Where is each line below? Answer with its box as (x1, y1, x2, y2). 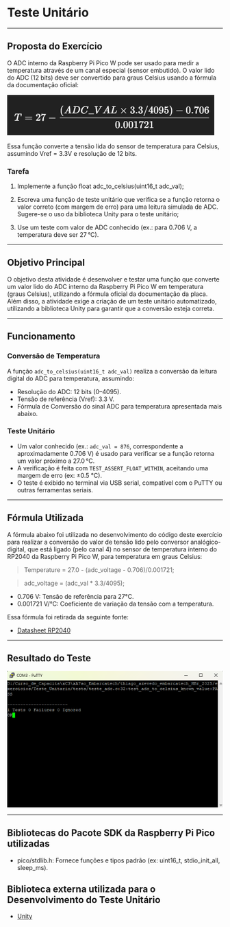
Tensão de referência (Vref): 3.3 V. (16, 395, 115, 403)
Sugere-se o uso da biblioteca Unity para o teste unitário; (16, 210, 179, 218)
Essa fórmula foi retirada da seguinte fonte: (7, 613, 129, 621)
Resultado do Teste (7, 652, 91, 664)
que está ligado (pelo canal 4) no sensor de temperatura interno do (27, 545, 218, 553)
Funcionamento (7, 331, 76, 343)
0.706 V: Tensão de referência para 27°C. (16, 592, 135, 600)
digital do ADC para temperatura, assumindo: (7, 374, 135, 382)
